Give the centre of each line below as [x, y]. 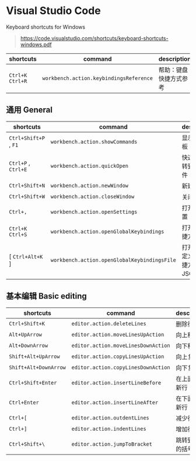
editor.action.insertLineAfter [115, 402]
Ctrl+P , [20, 163]
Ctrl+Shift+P [27, 138]
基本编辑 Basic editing [47, 296]
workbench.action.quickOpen [90, 166]
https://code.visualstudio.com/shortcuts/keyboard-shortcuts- [94, 38]
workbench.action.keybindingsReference [98, 78]
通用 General [29, 110]
